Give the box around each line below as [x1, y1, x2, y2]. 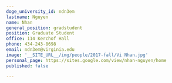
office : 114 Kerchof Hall [6, 36, 69, 41]
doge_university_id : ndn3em [6, 8, 75, 15]
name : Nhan [6, 19, 33, 25]
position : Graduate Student [6, 30, 75, 36]
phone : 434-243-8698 [6, 41, 57, 47]
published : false [6, 63, 49, 69]
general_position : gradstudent [6, 25, 83, 31]
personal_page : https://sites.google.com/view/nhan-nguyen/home [6, 57, 167, 63]
